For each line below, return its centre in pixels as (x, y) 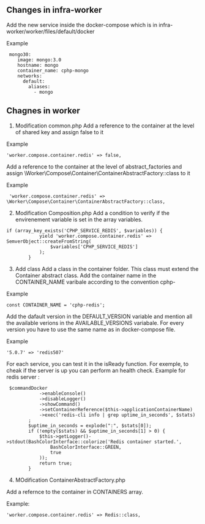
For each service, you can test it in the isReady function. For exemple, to (97, 363)
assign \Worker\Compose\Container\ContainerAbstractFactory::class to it (99, 173)
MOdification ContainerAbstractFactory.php (70, 480)
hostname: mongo (38, 65)
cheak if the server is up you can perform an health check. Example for (96, 370)
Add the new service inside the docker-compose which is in (82, 25)
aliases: (39, 86)
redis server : (23, 377)
